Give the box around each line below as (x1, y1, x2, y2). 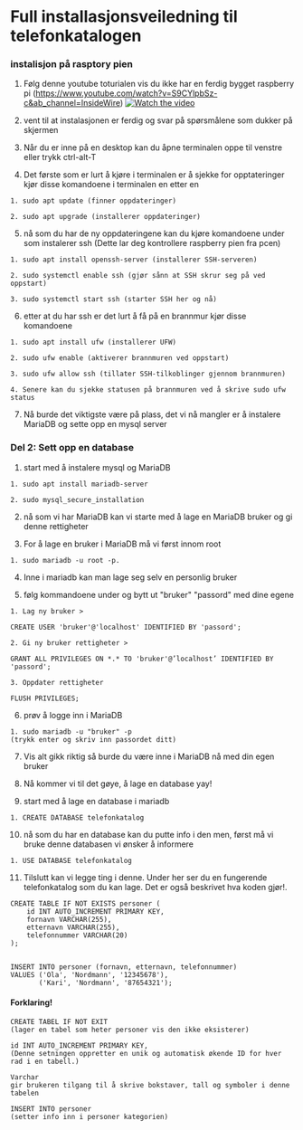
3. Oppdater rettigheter (10, 678, 104, 687)
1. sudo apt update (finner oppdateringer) (10, 196, 177, 205)
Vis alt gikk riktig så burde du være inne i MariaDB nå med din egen (23, 751, 275, 762)
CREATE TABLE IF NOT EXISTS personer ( (10, 898, 161, 908)
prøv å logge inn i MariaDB (23, 709, 123, 720)
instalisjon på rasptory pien (10, 58, 134, 71)
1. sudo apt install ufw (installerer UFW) (10, 337, 177, 347)
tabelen (10, 1088, 40, 1097)
